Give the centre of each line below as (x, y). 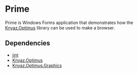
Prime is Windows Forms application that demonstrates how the (69, 23)
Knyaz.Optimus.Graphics (37, 65)
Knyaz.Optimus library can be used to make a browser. (60, 27)
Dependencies (28, 43)
